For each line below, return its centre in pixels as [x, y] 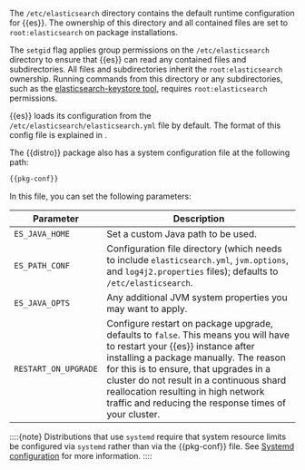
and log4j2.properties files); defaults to [192, 271]
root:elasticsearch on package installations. [94, 32]
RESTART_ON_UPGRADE [56, 368]
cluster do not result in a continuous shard [197, 380]
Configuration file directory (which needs [194, 249]
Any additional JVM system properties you [197, 297]
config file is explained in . [58, 135]
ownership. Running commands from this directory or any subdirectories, [146, 79]
